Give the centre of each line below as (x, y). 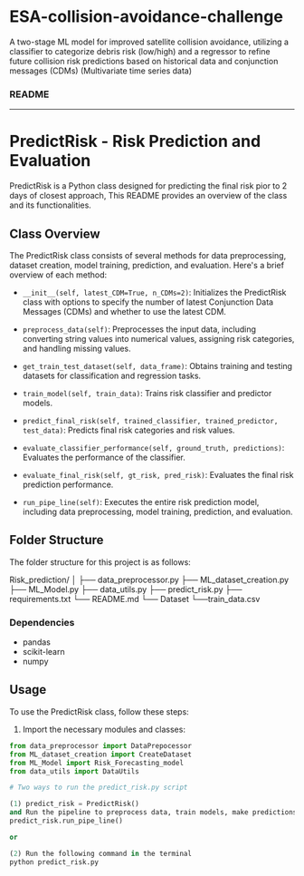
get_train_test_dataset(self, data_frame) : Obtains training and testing (157, 365)
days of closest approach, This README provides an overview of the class (148, 196)
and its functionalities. (51, 205)
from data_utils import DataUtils (75, 771)
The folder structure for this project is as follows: (100, 562)
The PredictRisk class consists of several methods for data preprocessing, (148, 255)
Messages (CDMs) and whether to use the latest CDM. (124, 311)
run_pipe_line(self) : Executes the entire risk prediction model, (141, 501)
